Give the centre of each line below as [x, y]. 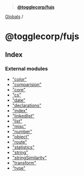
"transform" [24, 163]
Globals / [14, 16]
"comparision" [27, 84]
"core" [19, 89]
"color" [19, 79]
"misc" [19, 126]
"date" [19, 100]
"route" [19, 142]
